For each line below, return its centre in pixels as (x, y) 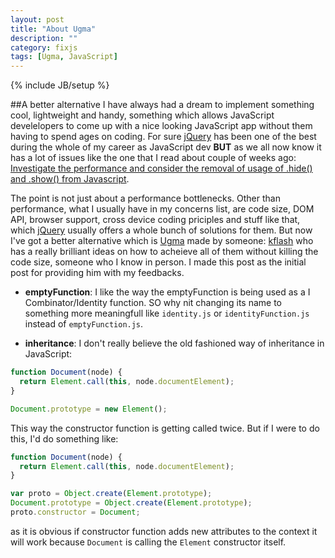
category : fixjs (44, 47)
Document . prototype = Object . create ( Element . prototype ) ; (131, 503)
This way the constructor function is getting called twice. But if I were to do (165, 428)
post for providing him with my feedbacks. (97, 273)
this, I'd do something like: (64, 438)
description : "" (44, 38)
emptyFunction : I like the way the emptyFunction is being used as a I (167, 292)
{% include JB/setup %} (60, 85)
